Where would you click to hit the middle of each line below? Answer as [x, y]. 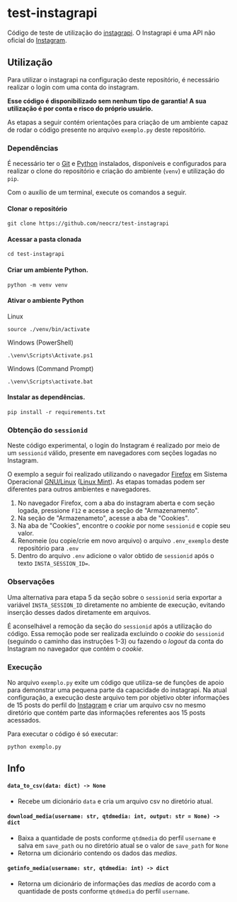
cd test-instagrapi [36, 254]
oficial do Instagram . [37, 40]
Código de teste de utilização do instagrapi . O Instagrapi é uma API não [111, 33]
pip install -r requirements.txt [57, 413]
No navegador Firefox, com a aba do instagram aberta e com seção [116, 503]
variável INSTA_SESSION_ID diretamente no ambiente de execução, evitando [116, 605]
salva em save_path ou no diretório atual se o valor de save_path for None [123, 845]
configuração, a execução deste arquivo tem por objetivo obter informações [118, 697]
